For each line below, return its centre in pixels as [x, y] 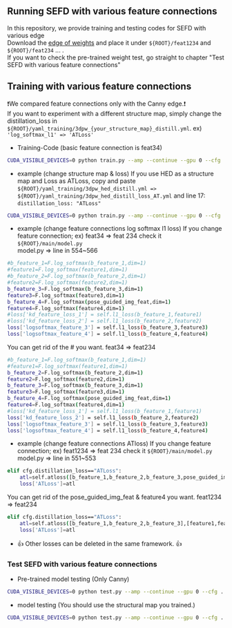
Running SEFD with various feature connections [112, 11]
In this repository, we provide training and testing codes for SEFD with [107, 28]
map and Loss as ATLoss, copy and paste [76, 181]
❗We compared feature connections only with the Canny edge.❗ [97, 104]
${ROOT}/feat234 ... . [36, 50]
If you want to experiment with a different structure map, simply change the [115, 113]
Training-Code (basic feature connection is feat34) [89, 147]
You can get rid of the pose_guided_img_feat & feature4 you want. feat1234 [115, 497]
